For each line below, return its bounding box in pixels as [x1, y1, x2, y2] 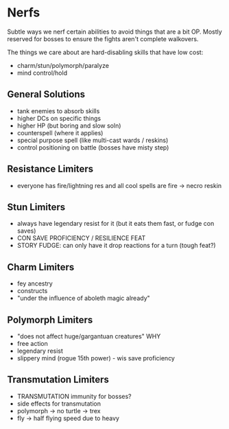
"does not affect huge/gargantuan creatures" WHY [16, 332, 161, 340]
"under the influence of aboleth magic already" [16, 294, 151, 303]
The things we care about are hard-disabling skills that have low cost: [7, 48, 204, 56]
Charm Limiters [7, 261, 75, 273]
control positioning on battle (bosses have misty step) [16, 143, 169, 152]
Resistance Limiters [7, 163, 94, 175]
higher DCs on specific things [16, 114, 101, 122]
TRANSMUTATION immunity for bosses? [16, 392, 132, 400]
